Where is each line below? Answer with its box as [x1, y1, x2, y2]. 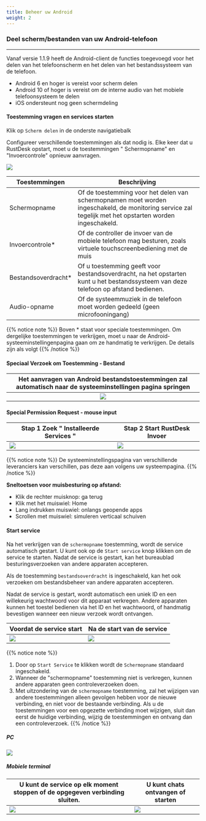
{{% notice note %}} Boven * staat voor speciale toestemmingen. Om [6, 326, 181, 333]
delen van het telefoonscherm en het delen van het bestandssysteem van [6, 61, 192, 68]
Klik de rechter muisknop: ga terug [15, 493, 103, 501]
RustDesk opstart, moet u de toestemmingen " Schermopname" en [6, 145, 175, 152]
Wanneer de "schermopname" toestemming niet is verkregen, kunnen [15, 674, 193, 681]
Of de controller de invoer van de [77, 229, 173, 237]
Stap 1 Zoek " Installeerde [21, 424, 100, 433]
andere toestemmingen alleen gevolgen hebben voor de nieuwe [15, 693, 177, 701]
